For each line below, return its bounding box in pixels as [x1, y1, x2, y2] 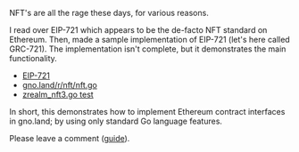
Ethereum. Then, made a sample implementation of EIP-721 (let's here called [9, 35, 290, 44]
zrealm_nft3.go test [21, 89, 94, 100]
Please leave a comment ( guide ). [9, 133, 130, 143]
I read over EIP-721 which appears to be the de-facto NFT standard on [9, 25, 268, 35]
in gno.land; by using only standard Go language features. [9, 116, 223, 126]
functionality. [9, 53, 58, 63]
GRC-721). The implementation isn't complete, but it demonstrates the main [9, 44, 287, 54]
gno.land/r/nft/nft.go [21, 80, 98, 90]
